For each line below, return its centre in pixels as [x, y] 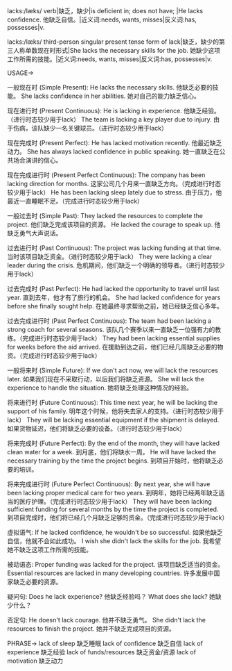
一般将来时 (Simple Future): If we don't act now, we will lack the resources [113, 370]
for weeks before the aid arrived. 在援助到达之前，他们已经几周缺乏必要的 [113, 347]
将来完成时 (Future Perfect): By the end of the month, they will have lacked [114, 443]
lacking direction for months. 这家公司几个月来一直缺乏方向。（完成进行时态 [114, 184]
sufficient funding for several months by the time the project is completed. [113, 509]
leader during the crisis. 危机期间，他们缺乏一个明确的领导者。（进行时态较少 [116, 265]
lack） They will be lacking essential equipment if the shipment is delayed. [113, 420]
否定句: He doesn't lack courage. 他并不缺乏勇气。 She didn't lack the [107, 620]
